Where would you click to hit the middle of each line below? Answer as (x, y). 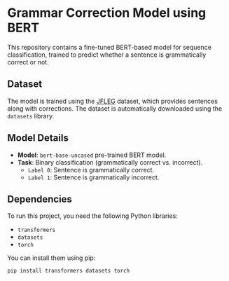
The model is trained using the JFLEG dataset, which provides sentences (113, 101)
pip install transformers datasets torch (69, 271)
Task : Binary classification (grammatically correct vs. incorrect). (110, 162)
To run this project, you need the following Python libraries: (93, 216)
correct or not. (28, 62)
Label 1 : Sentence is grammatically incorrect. (93, 177)
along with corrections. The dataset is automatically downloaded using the (115, 108)
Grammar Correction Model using (107, 13)
